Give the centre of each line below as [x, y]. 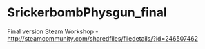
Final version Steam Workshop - [53, 31]
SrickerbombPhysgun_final [87, 13]
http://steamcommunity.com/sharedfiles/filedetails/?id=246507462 [103, 38]
